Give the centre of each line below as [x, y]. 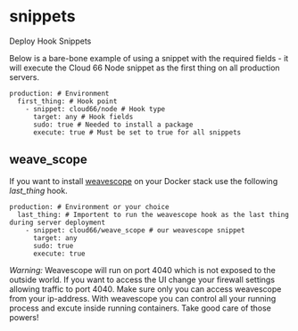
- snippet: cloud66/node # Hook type [95, 109]
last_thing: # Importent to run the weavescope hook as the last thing [153, 214]
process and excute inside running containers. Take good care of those [141, 308]
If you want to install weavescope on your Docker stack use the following [144, 181]
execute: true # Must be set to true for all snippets [137, 132]
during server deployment [57, 222]
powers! [24, 317]
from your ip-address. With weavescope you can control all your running [143, 298]
